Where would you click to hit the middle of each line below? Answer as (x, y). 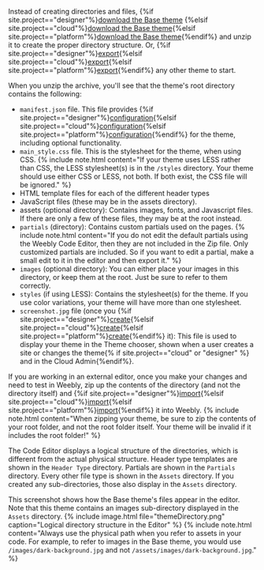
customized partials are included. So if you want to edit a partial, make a (137, 252)
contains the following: (45, 94)
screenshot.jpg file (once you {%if (76, 311)
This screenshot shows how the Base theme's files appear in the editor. (124, 500)
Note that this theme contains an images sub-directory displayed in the (123, 508)
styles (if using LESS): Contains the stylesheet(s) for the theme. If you (134, 294)
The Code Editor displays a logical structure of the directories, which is (123, 451)
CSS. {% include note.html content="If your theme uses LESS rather (130, 160)
